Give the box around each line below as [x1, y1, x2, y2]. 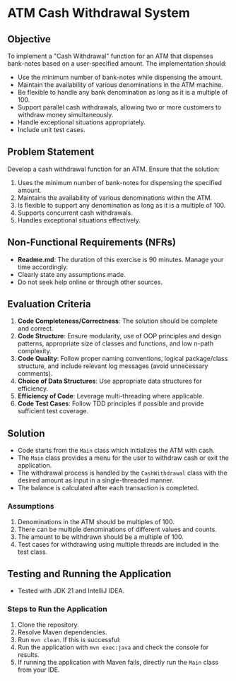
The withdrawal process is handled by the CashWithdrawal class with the [17, 468, 228, 478]
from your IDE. [17, 665, 60, 674]
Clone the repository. [17, 620, 79, 629]
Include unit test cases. [17, 126, 86, 134]
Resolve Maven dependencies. [17, 627, 107, 636]
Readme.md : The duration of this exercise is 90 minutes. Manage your [17, 255, 224, 263]
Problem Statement [7, 146, 95, 158]
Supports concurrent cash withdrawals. [17, 208, 133, 217]
